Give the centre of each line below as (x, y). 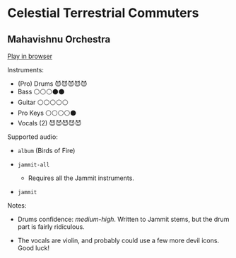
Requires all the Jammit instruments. (81, 178)
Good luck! (33, 248)
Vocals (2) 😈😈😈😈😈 (49, 123)
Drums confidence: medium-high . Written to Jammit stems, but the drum (123, 219)
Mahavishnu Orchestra (59, 39)
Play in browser (30, 56)
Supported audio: (33, 137)
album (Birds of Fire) (46, 151)
